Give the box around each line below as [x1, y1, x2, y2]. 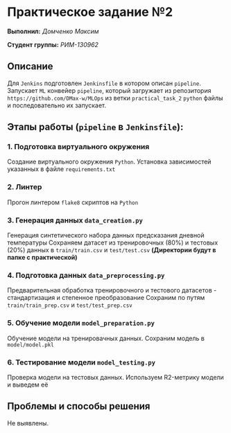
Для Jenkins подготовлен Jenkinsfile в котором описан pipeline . [7, 79, 201, 87]
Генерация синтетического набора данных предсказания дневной [7, 231, 205, 240]
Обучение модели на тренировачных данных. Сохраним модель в [7, 334, 205, 342]
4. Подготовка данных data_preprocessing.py [7, 270, 165, 280]
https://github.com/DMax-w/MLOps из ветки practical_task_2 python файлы [7, 94, 223, 102]
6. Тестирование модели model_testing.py [7, 357, 156, 367]
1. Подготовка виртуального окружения [7, 142, 150, 152]
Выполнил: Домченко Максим [7, 27, 99, 35]
